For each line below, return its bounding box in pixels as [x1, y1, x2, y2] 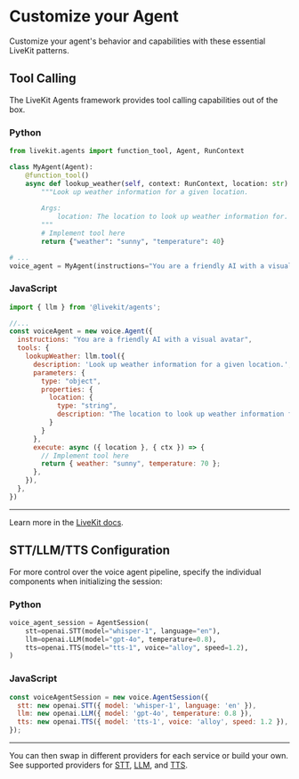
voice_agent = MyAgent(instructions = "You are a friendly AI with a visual [9, 261, 293, 271]
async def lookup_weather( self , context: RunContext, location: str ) [25, 179, 289, 188]
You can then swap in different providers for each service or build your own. [9, 751, 289, 760]
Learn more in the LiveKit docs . [9, 516, 125, 527]
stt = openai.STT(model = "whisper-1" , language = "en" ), [25, 626, 221, 636]
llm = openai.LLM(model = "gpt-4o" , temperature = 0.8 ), [25, 635, 217, 644]
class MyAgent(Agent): [9, 162, 93, 171]
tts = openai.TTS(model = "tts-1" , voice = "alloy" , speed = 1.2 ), [25, 643, 249, 652]
